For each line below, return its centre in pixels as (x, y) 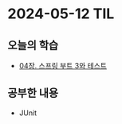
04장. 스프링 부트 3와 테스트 (63, 66)
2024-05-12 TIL (61, 14)
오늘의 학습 (33, 45)
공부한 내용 (33, 93)
